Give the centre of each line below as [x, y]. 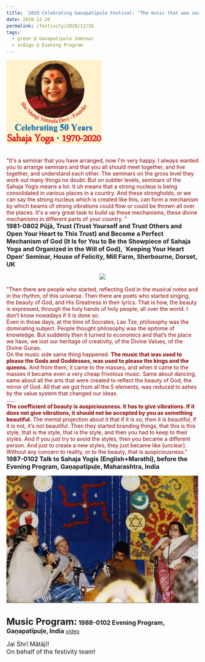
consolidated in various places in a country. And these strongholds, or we [99, 193]
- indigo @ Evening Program [48, 45]
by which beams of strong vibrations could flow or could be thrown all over [101, 206]
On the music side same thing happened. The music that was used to [94, 354]
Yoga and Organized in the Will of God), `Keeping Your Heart [95, 249]
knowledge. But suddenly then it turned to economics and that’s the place [99, 335]
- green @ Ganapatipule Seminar [53, 39]
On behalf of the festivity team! [51, 652]
